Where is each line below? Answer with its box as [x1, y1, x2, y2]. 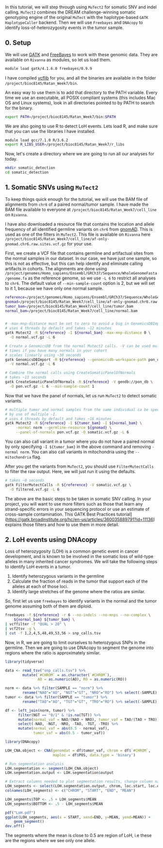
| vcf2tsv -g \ [5, 626, 36, 631]
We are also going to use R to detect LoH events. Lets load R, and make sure [5, 123, 158, 129]
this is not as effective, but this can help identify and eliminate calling [5, 261, 143, 266]
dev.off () [5, 824, 25, 829]
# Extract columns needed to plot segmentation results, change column [5, 779, 153, 784]
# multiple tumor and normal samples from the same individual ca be [5, 407, 149, 412]
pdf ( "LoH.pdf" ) [5, 810, 36, 815]
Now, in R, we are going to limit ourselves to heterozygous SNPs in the [5, 639, 146, 645]
